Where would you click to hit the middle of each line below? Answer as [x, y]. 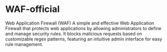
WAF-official [32, 9]
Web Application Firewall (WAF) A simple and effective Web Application [80, 23]
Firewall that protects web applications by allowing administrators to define [83, 28]
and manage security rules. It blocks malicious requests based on [74, 33]
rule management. [24, 44]
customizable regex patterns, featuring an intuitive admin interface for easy [84, 39]
